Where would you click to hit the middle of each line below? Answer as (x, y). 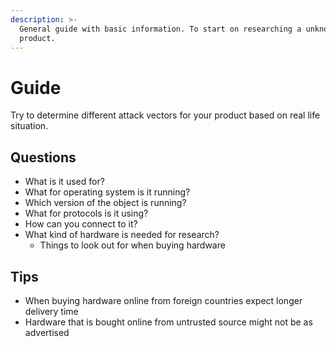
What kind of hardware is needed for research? (122, 235)
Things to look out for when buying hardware (132, 245)
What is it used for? (64, 182)
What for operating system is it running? (107, 192)
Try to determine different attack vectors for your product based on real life (165, 115)
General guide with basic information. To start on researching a (160, 29)
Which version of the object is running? (105, 203)
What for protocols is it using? (86, 213)
